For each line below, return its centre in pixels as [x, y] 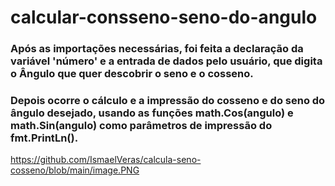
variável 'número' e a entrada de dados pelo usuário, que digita [166, 61]
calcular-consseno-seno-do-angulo [164, 17]
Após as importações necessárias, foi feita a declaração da [157, 49]
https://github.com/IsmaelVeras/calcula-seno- [106, 160]
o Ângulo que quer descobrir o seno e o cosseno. [132, 74]
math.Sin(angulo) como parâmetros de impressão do [141, 126]
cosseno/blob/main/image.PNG [75, 170]
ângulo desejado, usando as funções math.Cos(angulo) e [152, 113]
